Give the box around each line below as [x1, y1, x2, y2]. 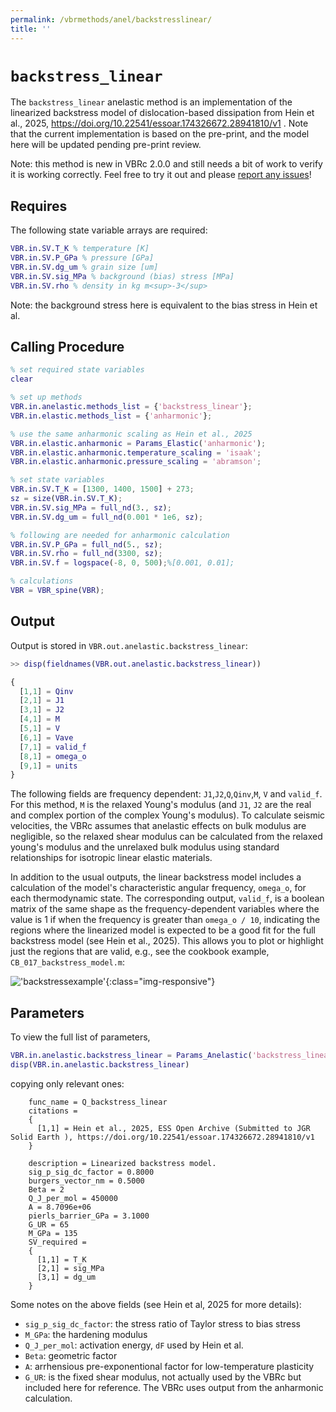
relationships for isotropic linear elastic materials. [10, 852, 213, 864]
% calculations [10, 576, 74, 586]
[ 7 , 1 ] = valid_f [19, 742, 87, 752]
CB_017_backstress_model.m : [10, 956, 126, 968]
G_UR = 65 [28, 1219, 70, 1230]
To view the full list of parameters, [10, 1031, 151, 1043]
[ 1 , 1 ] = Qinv [19, 686, 74, 696]
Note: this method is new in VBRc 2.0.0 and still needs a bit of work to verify [10, 158, 323, 170]
